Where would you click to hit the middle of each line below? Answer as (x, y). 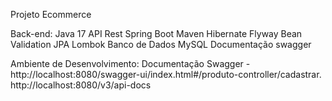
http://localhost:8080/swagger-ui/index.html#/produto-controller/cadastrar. (166, 74)
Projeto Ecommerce (51, 14)
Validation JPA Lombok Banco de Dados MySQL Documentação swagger (161, 44)
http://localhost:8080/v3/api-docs (81, 85)
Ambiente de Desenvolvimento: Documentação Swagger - (130, 63)
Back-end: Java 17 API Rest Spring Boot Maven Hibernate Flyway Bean (156, 33)
